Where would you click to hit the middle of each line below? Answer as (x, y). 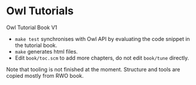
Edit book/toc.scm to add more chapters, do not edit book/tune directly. (102, 58)
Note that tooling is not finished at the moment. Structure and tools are (94, 69)
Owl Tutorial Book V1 (32, 27)
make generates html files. (46, 51)
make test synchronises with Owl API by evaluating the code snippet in (102, 39)
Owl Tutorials (40, 11)
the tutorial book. (36, 45)
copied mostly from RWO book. (45, 75)
